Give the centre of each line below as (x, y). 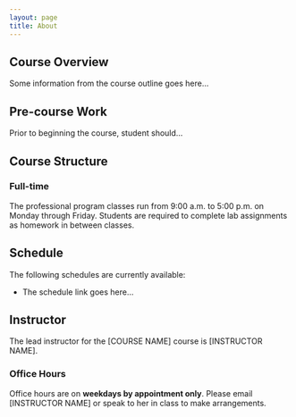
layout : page (34, 17)
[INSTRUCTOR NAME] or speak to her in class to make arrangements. (138, 403)
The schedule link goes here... (78, 292)
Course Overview (59, 62)
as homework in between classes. (72, 225)
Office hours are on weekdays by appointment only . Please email (131, 393)
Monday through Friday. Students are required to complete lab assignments (148, 215)
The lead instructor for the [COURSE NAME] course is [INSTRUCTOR (136, 341)
